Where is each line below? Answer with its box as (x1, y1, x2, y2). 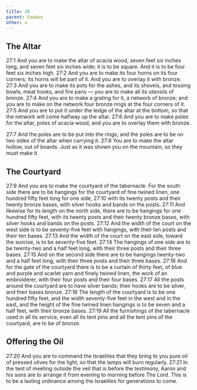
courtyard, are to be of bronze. (6, 320, 81, 326)
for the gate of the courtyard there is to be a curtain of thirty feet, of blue (6, 264, 182, 271)
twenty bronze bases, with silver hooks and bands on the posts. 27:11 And (6, 201, 185, 208)
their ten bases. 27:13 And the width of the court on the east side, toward (6, 232, 183, 239)
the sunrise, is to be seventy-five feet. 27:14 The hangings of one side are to (6, 239, 191, 245)
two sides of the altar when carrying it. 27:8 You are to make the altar (6, 137, 174, 144)
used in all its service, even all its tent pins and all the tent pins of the (6, 314, 173, 321)
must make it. (6, 149, 39, 156)
